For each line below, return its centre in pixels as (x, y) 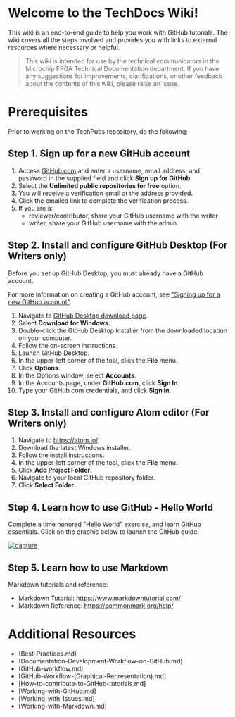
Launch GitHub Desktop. (54, 353)
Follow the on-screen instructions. (68, 345)
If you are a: (36, 208)
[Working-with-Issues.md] (56, 698)
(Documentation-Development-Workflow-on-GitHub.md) (100, 661)
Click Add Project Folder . (55, 470)
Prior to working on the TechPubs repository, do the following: (98, 131)
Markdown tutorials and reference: (58, 584)
